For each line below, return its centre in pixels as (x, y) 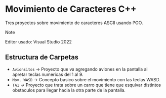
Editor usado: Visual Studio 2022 (39, 42)
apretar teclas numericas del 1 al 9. (48, 74)
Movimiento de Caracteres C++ (71, 9)
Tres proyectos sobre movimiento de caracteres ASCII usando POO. (74, 23)
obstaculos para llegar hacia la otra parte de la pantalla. (69, 90)
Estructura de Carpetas (42, 57)
